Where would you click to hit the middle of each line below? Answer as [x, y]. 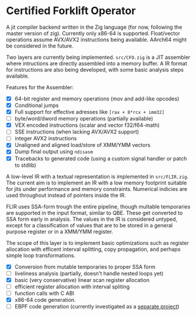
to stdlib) [25, 165]
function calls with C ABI [44, 293]
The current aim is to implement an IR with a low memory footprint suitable [97, 183]
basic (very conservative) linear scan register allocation [82, 280]
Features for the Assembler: [40, 87]
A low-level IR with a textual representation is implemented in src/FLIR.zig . [97, 176]
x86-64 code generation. [45, 300]
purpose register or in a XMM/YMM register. [60, 231]
